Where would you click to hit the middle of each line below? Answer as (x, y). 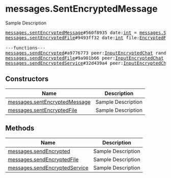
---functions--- (25, 48)
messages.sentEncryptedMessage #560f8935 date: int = (71, 33)
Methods (20, 128)
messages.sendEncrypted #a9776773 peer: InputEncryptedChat (79, 53)
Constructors (27, 79)
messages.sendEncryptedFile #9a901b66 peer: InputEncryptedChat (84, 58)
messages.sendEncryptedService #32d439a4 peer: (64, 63)
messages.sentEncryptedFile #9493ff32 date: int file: (73, 38)
